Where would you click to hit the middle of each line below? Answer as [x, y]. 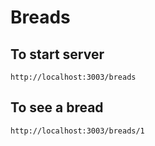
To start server [57, 54]
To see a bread [57, 107]
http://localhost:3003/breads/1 [77, 131]
